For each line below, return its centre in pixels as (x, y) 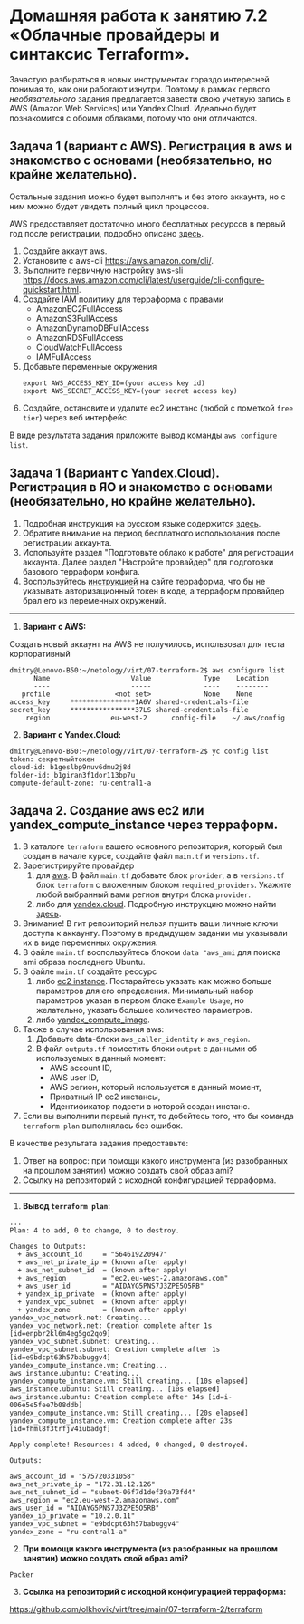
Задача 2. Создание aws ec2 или (107, 811)
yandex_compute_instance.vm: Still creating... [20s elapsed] (129, 1413)
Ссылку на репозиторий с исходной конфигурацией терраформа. (149, 1180)
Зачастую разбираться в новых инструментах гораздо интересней (139, 79)
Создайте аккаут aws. (65, 251)
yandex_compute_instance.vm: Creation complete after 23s (121, 1421)
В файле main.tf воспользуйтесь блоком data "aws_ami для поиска (152, 952)
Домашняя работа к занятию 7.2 (139, 16)
